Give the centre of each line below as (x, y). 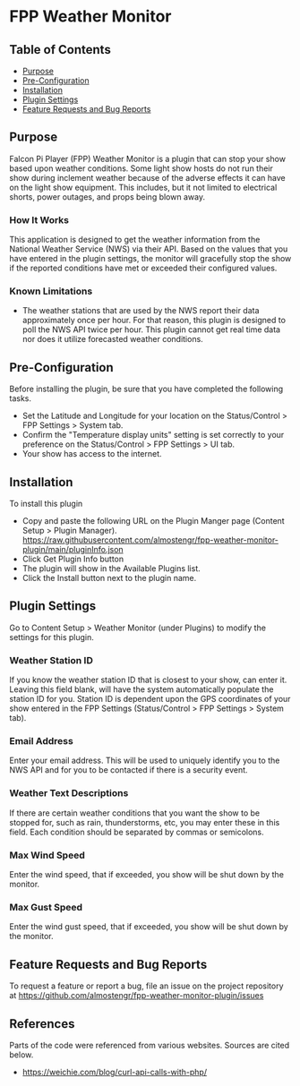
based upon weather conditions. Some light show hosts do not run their (141, 168)
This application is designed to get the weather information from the (135, 240)
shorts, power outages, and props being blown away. (107, 197)
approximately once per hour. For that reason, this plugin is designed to (154, 321)
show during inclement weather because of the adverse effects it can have (147, 177)
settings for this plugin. (51, 637)
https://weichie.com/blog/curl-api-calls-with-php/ (115, 1072)
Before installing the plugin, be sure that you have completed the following (146, 389)
